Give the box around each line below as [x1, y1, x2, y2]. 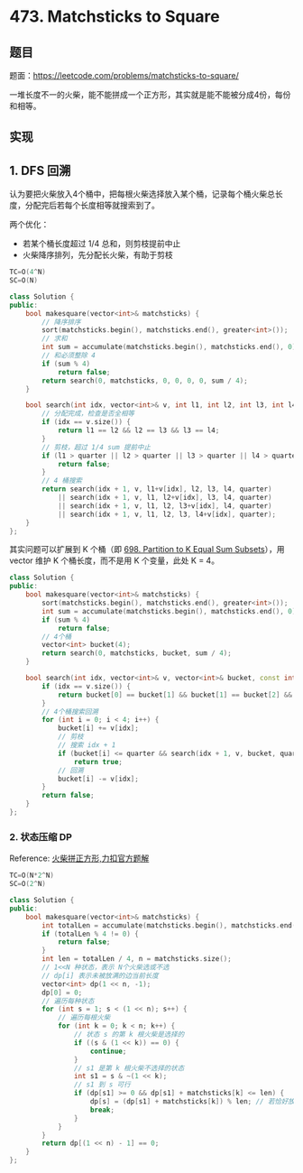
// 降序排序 [41, 318, 81, 327]
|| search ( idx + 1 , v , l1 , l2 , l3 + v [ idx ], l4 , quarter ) [57, 501, 272, 511]
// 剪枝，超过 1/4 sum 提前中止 [41, 442, 151, 452]
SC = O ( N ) [9, 276, 39, 285]
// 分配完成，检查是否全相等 [41, 409, 135, 419]
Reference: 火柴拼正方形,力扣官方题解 [9, 853, 150, 864]
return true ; [73, 757, 124, 766]
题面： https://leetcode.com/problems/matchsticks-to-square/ [9, 70, 239, 80]
